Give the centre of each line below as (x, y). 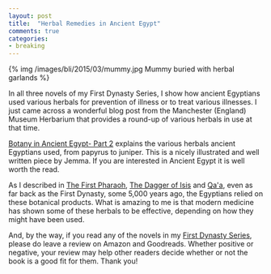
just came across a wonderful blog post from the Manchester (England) (127, 111)
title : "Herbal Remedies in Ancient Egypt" (85, 24)
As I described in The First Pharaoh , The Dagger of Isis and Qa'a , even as (131, 185)
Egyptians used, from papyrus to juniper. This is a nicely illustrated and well (134, 152)
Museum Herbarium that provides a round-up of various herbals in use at (130, 119)
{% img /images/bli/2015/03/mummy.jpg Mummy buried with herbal (121, 69)
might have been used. (47, 220)
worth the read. (34, 169)
